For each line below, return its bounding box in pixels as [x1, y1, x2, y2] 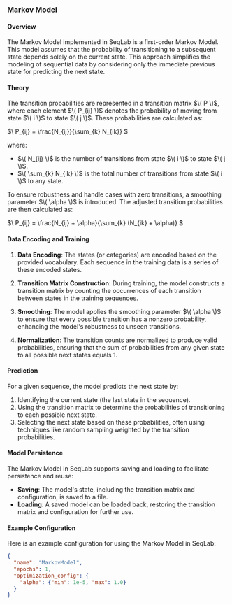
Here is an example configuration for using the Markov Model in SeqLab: [7, 539, 217, 548]
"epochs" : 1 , [13, 565, 52, 573]
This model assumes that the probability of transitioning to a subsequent [7, 45, 216, 54]
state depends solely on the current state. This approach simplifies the [7, 52, 211, 61]
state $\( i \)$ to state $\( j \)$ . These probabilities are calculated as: [7, 114, 203, 122]
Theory [7, 83, 29, 92]
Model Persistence [7, 449, 63, 457]
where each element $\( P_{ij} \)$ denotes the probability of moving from [7, 106, 217, 115]
